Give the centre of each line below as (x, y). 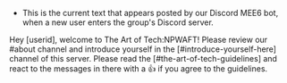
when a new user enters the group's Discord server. (118, 22)
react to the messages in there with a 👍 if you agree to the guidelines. (139, 69)
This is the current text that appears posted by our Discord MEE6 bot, (150, 13)
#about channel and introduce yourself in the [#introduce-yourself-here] (143, 49)
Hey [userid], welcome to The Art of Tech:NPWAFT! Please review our (139, 40)
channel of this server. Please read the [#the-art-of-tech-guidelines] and (143, 58)
